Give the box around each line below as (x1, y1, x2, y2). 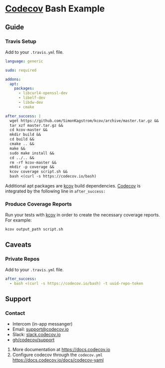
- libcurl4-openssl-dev (18, 91, 68, 96)
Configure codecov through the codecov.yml (12, 352, 103, 358)
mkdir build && (9, 132, 41, 137)
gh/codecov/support (12, 337, 55, 343)
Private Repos (5, 255, 40, 262)
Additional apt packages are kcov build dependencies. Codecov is (5, 183, 141, 188)
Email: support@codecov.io (12, 326, 69, 332)
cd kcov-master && (9, 128, 48, 133)
